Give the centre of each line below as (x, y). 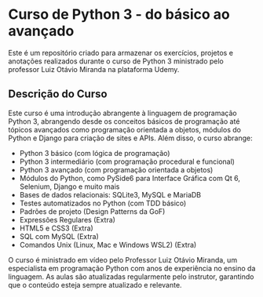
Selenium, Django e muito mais (69, 187)
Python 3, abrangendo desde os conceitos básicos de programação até (124, 121)
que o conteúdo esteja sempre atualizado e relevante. (95, 284)
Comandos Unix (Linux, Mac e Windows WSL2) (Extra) (108, 244)
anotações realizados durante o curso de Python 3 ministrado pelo (116, 61)
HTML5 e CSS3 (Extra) (57, 228)
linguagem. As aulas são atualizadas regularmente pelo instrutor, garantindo (131, 277)
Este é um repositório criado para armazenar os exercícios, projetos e (121, 53)
